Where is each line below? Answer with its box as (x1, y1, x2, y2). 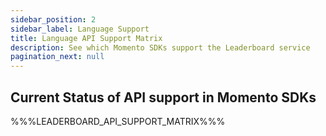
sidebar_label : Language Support (10, 24, 150, 34)
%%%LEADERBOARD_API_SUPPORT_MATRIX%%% (10, 115, 226, 127)
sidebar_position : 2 (10, 14, 97, 25)
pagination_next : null (10, 52, 105, 62)
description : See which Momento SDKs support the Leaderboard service (10, 42, 311, 53)
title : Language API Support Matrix (10, 33, 163, 43)
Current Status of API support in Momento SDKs (10, 89, 317, 106)
